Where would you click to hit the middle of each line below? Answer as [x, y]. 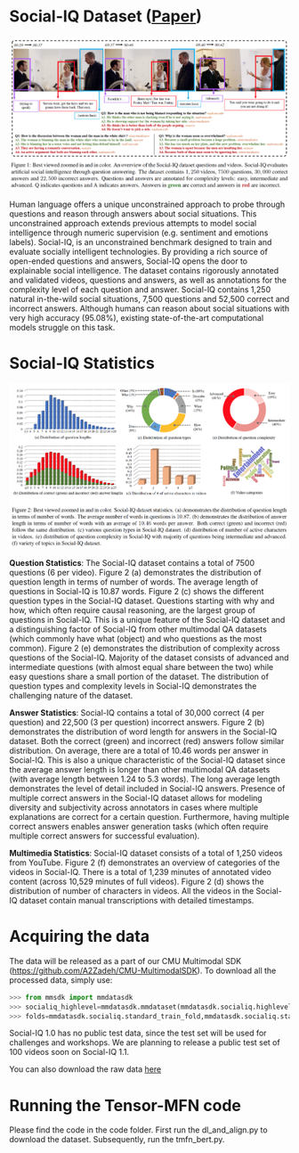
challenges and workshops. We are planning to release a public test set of [145, 1043]
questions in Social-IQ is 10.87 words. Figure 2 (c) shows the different [137, 591]
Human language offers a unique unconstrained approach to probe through [147, 204]
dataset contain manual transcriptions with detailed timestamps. [137, 900]
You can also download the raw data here [85, 1069]
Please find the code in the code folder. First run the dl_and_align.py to [139, 1130]
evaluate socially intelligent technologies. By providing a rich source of [139, 251]
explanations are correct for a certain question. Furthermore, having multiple [149, 816]
